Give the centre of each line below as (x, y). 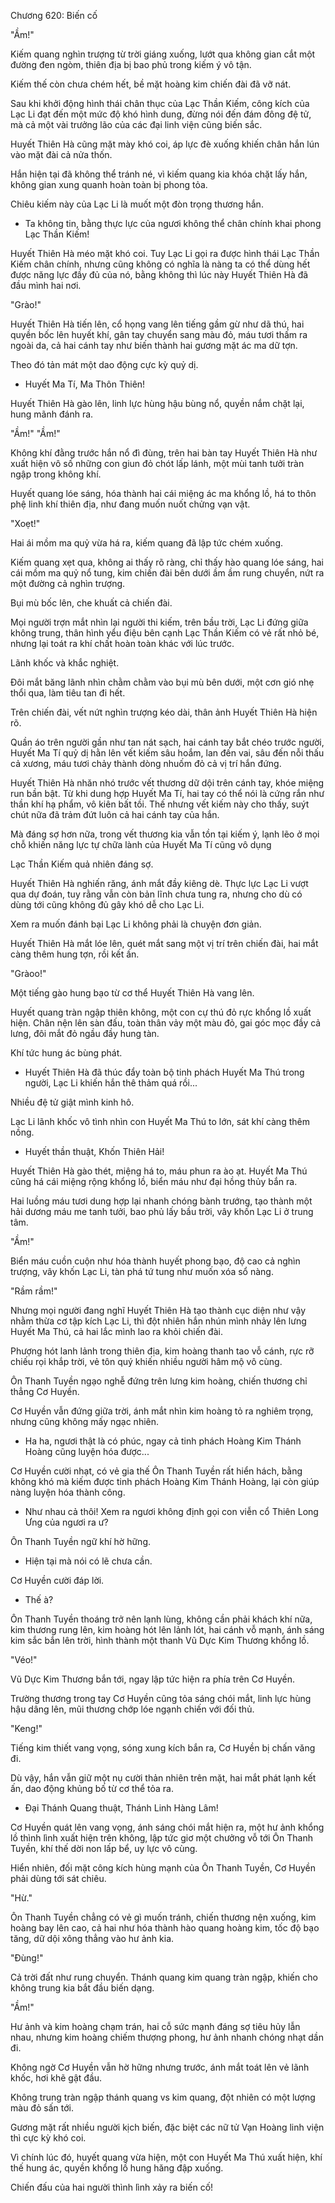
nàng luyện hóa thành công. (68, 1492)
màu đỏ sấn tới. (42, 2108)
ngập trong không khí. (56, 474)
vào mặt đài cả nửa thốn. (61, 154)
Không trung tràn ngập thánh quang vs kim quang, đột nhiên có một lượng (163, 2097)
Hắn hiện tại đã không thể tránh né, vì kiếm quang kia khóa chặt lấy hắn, (159, 174)
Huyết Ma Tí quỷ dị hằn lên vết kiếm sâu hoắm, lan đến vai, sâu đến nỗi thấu (167, 753)
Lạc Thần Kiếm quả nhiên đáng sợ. (82, 864)
